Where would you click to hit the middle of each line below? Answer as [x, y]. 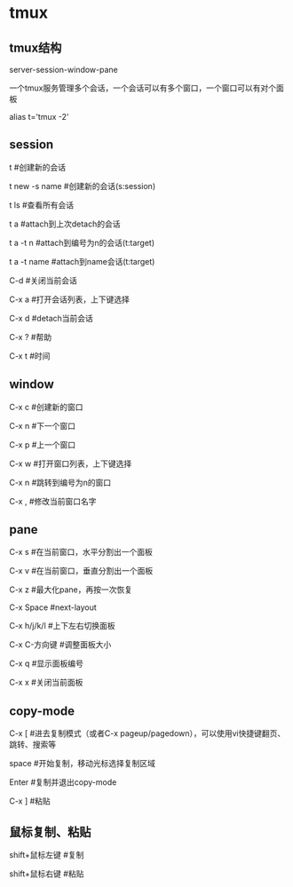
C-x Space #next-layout [53, 607]
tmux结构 [36, 48]
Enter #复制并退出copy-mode [63, 782]
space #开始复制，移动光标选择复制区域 [82, 764]
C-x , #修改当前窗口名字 [53, 501]
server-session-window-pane [63, 70]
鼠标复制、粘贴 [50, 832]
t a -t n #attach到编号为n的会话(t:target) [82, 242]
